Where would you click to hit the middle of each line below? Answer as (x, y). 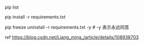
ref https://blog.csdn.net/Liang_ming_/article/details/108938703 (72, 37)
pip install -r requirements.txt (35, 17)
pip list (12, 7)
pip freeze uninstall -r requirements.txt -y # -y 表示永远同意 (67, 27)
